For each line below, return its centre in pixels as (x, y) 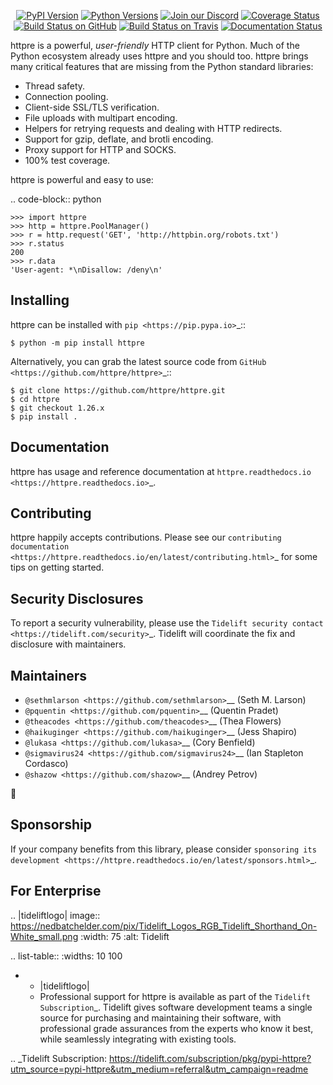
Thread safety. (55, 86)
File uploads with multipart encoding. (101, 118)
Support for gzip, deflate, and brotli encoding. (119, 139)
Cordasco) (46, 764)
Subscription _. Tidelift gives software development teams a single (176, 1007)
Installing (40, 300)
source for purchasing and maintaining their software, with (160, 1017)
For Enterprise (56, 891)
